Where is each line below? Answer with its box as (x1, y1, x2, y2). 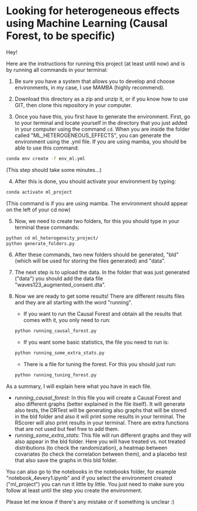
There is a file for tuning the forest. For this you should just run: (23, 361, 176, 368)
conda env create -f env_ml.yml (6, 155, 85, 161)
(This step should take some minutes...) (6, 166, 102, 173)
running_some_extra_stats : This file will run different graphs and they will (14, 432, 192, 439)
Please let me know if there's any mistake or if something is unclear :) (6, 499, 175, 506)
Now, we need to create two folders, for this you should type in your (14, 217, 179, 224)
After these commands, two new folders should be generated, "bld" (14, 251, 179, 258)
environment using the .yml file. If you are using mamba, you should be (14, 138, 187, 145)
